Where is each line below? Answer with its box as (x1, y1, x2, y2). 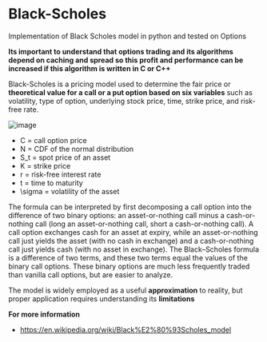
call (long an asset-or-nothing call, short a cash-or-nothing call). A (34, 219, 254, 229)
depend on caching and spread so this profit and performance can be (8, 55, 244, 65)
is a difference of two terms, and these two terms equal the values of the (8, 253, 248, 262)
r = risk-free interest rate (19, 169, 102, 179)
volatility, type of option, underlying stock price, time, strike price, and (8, 96, 239, 105)
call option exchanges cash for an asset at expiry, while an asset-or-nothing (8, 227, 258, 237)
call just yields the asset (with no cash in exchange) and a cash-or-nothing (8, 236, 254, 245)
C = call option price (19, 135, 87, 145)
